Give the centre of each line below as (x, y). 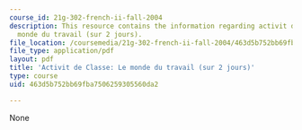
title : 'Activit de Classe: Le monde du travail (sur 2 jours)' (132, 68)
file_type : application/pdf (62, 51)
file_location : (38, 43)
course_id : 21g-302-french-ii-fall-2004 (86, 17)
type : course (34, 76)
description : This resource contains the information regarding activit (148, 26)
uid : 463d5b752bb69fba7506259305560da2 (84, 84)
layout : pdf (31, 59)
